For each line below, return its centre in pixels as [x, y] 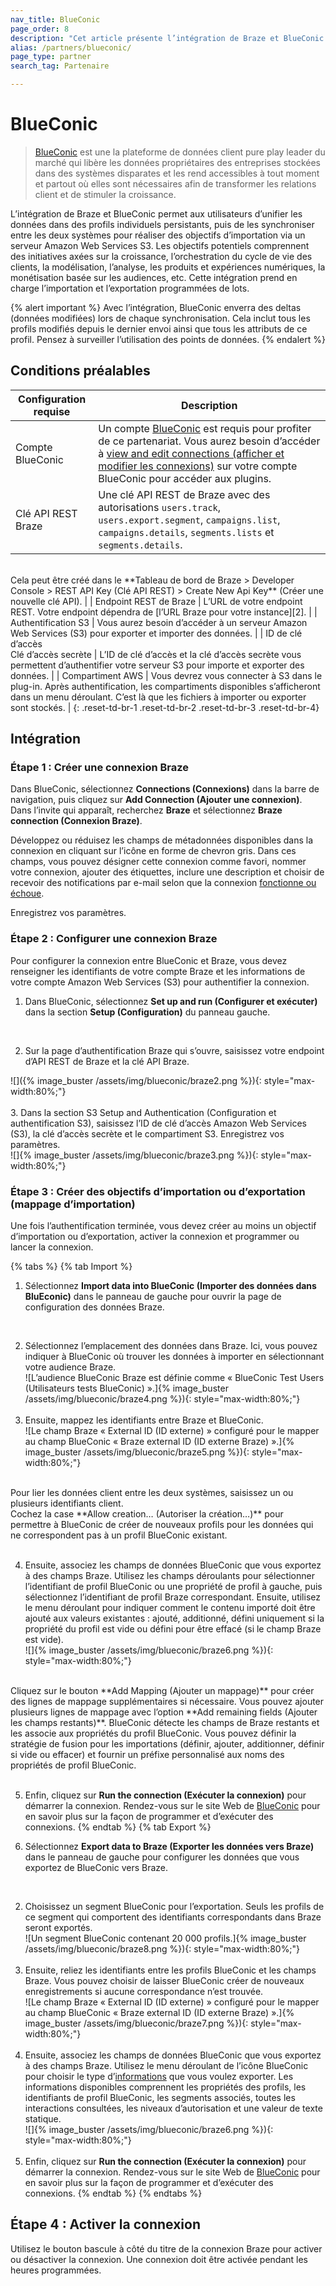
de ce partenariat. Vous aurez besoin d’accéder [209, 441]
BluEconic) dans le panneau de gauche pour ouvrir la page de [153, 1297]
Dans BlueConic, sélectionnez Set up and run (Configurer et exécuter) [171, 1001]
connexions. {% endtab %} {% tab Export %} [118, 1827]
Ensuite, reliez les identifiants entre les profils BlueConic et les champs [170, 1970]
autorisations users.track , [160, 507]
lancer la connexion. [52, 1247]
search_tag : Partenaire [60, 66]
